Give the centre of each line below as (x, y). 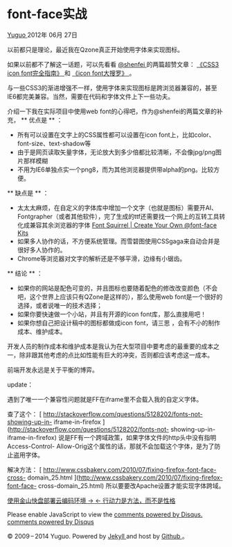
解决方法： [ (25, 469)
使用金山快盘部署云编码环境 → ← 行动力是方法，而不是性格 (91, 500)
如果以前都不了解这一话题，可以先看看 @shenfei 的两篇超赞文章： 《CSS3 (113, 64)
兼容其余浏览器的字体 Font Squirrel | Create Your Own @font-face (123, 225)
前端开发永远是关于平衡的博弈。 (53, 370)
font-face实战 (47, 14)
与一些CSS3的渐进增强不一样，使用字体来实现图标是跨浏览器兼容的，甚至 (112, 88)
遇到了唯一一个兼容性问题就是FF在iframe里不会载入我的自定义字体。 (105, 399)
